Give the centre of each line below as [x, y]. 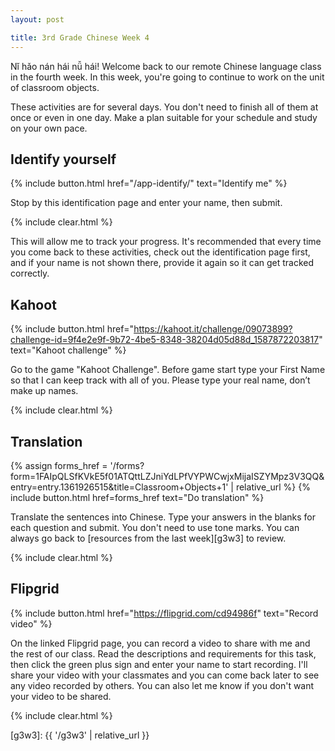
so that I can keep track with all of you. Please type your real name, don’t [160, 380]
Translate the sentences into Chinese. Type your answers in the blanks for [163, 517]
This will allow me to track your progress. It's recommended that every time [166, 242]
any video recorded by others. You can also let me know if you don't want [162, 685]
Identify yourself [63, 159]
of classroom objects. [55, 87]
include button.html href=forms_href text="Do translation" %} [137, 497]
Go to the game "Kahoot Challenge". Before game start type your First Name [168, 370]
